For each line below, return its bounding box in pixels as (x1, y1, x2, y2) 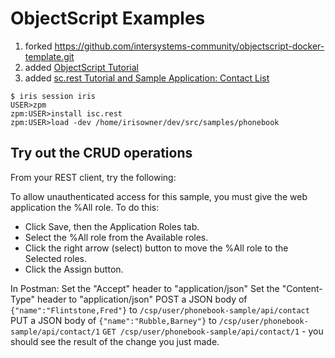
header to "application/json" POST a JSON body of (37, 293, 248, 305)
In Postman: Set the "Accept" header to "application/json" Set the (10, 282, 280, 294)
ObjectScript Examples (10, 7, 206, 30)
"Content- (281, 282, 323, 294)
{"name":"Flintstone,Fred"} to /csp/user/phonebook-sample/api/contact (10, 303, 310, 316)
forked (24, 40, 53, 52)
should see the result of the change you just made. (10, 335, 220, 347)
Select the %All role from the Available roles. (24, 231, 209, 243)
